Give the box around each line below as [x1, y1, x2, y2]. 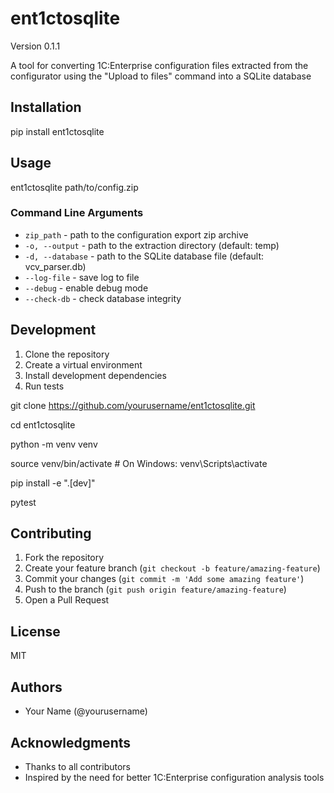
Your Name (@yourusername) [24, 705, 148, 717]
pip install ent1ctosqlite [10, 125, 105, 137]
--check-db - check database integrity [24, 292, 182, 304]
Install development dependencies [24, 369, 167, 381]
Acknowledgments [10, 734, 132, 751]
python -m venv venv [10, 438, 98, 450]
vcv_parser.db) [24, 260, 87, 272]
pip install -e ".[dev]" [10, 477, 96, 489]
